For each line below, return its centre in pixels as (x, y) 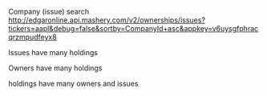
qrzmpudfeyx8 (33, 37)
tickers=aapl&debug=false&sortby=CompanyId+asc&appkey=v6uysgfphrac (133, 28)
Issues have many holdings (53, 52)
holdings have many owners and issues (73, 84)
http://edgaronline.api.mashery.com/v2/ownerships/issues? (107, 20)
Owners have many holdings (55, 68)
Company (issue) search (49, 12)
